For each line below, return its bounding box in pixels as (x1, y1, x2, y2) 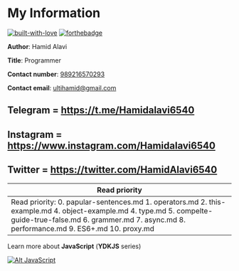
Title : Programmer (7, 55, 62, 65)
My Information (7, 5, 101, 21)
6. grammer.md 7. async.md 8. (83, 215, 186, 225)
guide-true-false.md (11, 215, 82, 225)
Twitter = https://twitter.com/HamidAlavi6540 (7, 164, 218, 176)
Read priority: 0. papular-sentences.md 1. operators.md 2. (11, 197, 208, 207)
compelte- (176, 206, 213, 216)
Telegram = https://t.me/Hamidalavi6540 (7, 105, 195, 117)
